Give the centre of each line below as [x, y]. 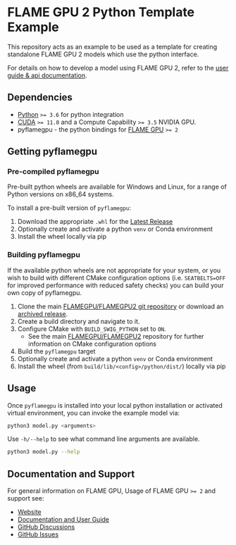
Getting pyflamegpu [52, 152]
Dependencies [40, 98]
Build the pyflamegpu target [56, 351]
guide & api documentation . [47, 75]
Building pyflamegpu [44, 255]
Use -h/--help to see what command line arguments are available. [104, 439]
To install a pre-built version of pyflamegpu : [69, 208]
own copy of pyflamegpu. [45, 292]
